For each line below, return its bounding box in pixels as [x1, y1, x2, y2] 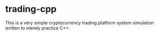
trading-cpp [5, 3, 57, 15]
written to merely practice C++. [5, 25, 70, 31]
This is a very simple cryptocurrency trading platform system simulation [5, 20, 154, 26]
